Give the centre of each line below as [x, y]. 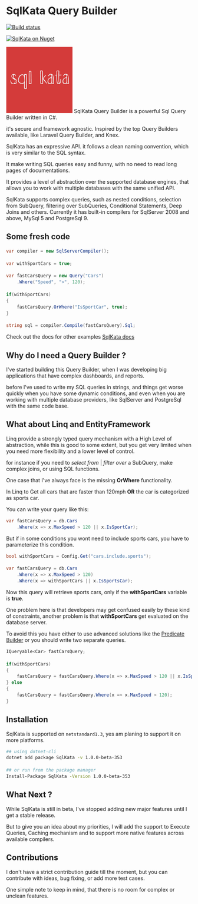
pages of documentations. [38, 170]
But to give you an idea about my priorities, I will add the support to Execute [98, 826]
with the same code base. [37, 406]
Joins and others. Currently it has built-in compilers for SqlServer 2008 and [98, 212]
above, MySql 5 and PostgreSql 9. [47, 218]
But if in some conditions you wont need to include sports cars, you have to [98, 538]
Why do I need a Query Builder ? [66, 355]
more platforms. [26, 740]
